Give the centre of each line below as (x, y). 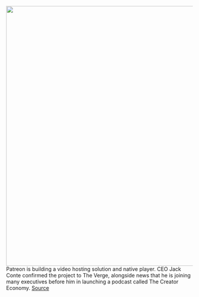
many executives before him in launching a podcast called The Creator (92, 282)
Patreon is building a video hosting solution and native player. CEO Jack (94, 269)
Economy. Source (28, 288)
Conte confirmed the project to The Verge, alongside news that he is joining (99, 275)
